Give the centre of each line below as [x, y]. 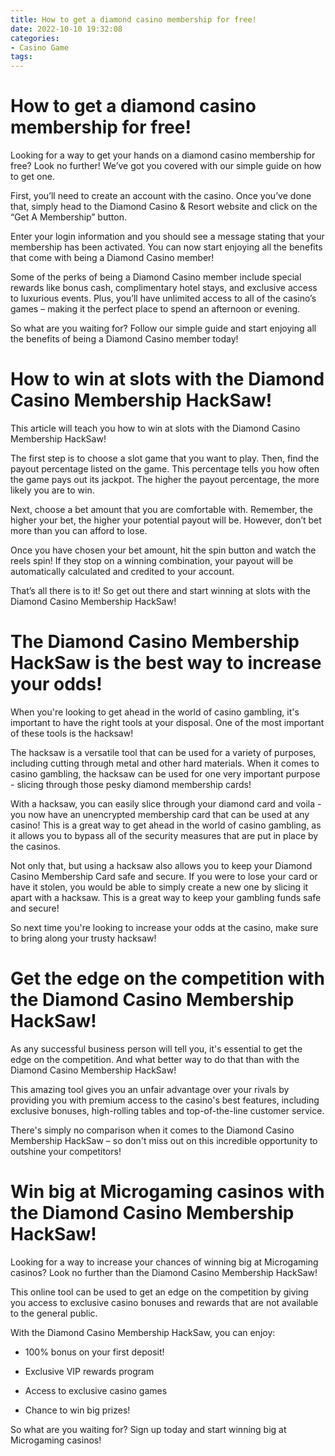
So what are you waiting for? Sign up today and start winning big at [148, 1429]
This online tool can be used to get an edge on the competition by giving [159, 1292]
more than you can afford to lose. [79, 530]
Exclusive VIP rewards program [89, 1371]
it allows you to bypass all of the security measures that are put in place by [164, 835]
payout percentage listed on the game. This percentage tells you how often [165, 469]
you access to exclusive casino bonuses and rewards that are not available [164, 1302]
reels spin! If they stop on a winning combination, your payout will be [152, 560]
